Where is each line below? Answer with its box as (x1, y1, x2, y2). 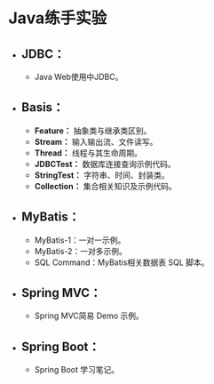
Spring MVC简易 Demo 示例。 (34, 310, 144, 321)
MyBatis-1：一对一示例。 (34, 235, 126, 245)
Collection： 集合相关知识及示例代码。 (34, 180, 177, 191)
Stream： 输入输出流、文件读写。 (34, 136, 158, 147)
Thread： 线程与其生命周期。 (34, 148, 143, 158)
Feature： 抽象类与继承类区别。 (34, 125, 152, 136)
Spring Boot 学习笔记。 (34, 364, 120, 375)
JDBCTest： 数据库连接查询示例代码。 (34, 158, 177, 169)
